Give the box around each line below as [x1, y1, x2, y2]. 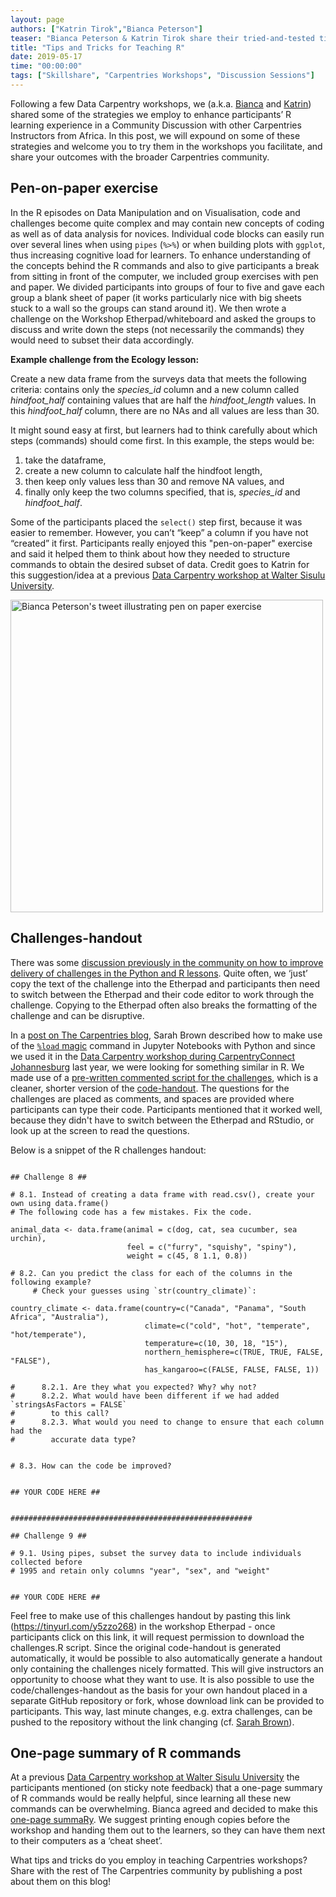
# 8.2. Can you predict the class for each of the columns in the [10, 1268, 293, 1278]
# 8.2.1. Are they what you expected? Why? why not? [10, 1382, 257, 1392]
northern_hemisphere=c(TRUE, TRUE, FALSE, [144, 1347, 325, 1357]
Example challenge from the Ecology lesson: [10, 353, 200, 365]
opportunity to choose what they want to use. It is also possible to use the [10, 1673, 315, 1685]
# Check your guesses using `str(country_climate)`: [32, 1286, 257, 1296]
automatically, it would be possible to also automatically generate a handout [10, 1652, 323, 1664]
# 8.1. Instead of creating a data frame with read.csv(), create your [10, 1189, 315, 1200]
